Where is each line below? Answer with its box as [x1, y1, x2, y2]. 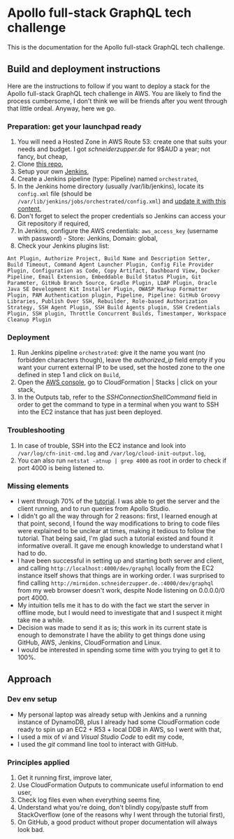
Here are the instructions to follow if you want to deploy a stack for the [7, 82, 210, 90]
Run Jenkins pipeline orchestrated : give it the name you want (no [17, 348, 206, 357]
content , [17, 204, 42, 213]
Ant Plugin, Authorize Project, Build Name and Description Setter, [7, 255, 211, 262]
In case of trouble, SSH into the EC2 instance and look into [17, 441, 187, 449]
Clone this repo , [17, 160, 64, 169]
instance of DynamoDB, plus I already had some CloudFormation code [17, 717, 220, 726]
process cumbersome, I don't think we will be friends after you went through [7, 97, 228, 105]
